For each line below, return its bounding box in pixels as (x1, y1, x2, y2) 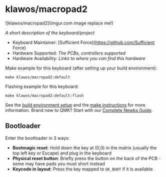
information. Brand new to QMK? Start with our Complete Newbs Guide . (5, 107, 153, 113)
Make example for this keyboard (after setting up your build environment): (5, 65, 157, 71)
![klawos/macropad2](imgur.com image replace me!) (5, 20, 113, 26)
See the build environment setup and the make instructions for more (5, 101, 146, 108)
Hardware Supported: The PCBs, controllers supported (12, 50, 126, 56)
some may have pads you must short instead (12, 160, 105, 166)
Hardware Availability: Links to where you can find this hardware (12, 55, 146, 61)
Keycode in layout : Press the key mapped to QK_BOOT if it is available (12, 166, 153, 172)
